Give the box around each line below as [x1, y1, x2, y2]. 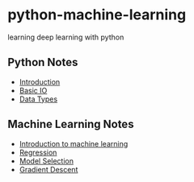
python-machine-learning [7, 6, 187, 24]
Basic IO [19, 85, 48, 95]
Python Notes [7, 56, 78, 69]
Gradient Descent [19, 164, 78, 174]
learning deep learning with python [7, 32, 124, 42]
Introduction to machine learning [19, 139, 129, 148]
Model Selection [19, 155, 74, 166]
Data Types [19, 94, 58, 104]
